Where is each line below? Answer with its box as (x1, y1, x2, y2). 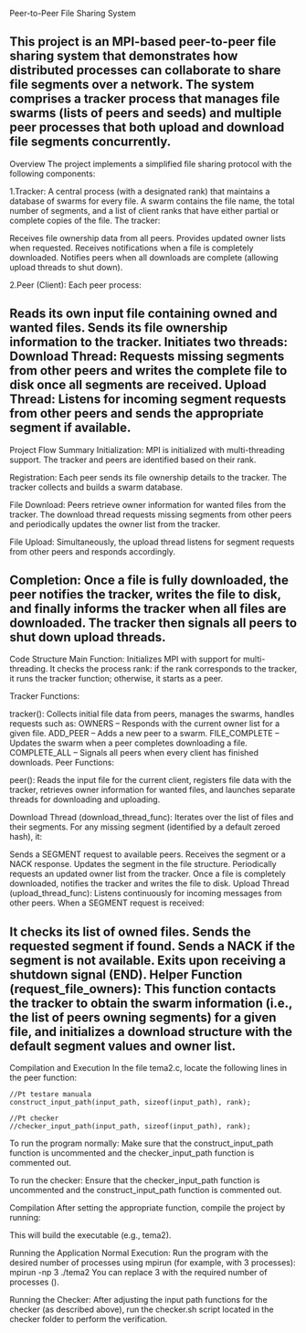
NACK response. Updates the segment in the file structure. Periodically (9, 859, 277, 870)
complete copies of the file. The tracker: (9, 215, 161, 226)
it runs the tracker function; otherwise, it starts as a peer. (9, 673, 224, 684)
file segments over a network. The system (9, 77, 255, 92)
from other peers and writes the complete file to (9, 363, 288, 378)
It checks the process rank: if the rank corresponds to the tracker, (49, 663, 298, 674)
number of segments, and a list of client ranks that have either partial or (9, 205, 280, 216)
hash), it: (9, 831, 43, 842)
